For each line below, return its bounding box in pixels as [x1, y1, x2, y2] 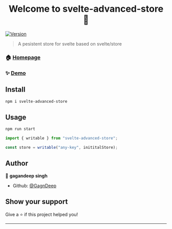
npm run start [5, 126, 36, 132]
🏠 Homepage [5, 54, 41, 61]
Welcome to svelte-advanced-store [8, 3, 164, 15]
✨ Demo [5, 70, 26, 77]
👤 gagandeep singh [5, 172, 48, 179]
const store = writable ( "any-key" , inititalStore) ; [5, 145, 118, 150]
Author [5, 159, 28, 168]
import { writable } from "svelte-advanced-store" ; [5, 136, 118, 141]
